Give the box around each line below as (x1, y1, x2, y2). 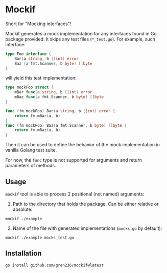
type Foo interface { (5, 51, 52, 56)
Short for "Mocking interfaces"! (5, 21, 71, 27)
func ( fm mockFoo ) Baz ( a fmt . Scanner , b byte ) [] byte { (5, 123, 127, 128)
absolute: (12, 206, 33, 212)
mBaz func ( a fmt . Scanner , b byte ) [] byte (14, 94, 104, 100)
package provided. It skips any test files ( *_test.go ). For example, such (5, 36, 156, 42)
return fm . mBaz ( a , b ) (14, 127, 60, 133)
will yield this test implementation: (5, 75, 77, 81)
